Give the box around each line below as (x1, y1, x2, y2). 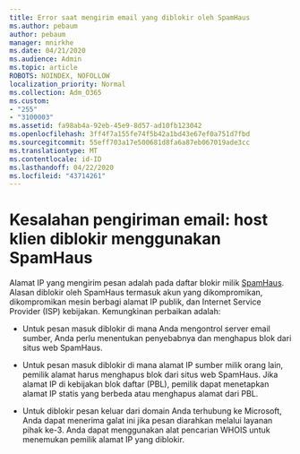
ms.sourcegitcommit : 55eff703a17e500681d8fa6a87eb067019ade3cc (9, 138, 251, 147)
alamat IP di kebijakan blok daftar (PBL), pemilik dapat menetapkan (21, 379, 270, 390)
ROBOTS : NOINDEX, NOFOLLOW (9, 72, 110, 81)
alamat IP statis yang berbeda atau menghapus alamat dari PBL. (21, 389, 259, 399)
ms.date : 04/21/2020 (9, 47, 87, 56)
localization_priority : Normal (9, 80, 126, 89)
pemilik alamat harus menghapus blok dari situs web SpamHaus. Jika (21, 369, 279, 381)
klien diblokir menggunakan (9, 229, 221, 249)
